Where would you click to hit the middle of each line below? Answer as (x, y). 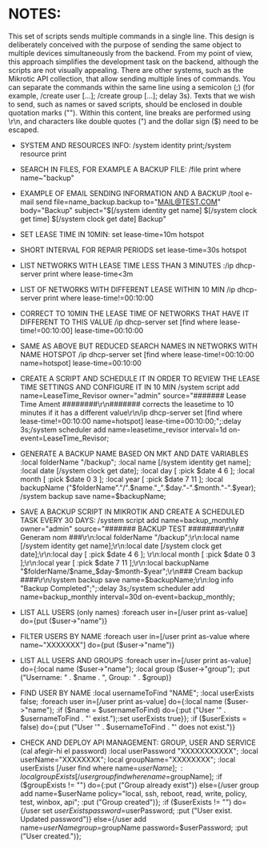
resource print (43, 154)
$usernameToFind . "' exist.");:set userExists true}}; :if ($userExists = (133, 718)
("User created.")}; (50, 836)
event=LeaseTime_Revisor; (64, 438)
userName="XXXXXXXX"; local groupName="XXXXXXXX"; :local (128, 759)
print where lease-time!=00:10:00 (98, 298)
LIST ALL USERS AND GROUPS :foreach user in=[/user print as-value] (136, 660)
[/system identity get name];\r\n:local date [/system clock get (121, 545)
